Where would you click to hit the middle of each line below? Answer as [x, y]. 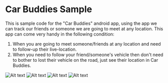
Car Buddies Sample [49, 9]
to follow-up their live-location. [45, 49]
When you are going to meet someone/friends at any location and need [87, 44]
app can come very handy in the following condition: [60, 34]
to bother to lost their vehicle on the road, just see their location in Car [85, 60]
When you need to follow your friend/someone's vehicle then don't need [88, 55]
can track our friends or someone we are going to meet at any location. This [84, 28]
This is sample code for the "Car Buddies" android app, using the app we [81, 23]
